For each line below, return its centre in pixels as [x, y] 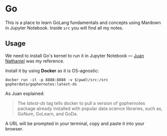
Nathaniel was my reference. [35, 61]
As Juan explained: [25, 93]
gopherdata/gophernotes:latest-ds [41, 84]
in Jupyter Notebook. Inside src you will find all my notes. [64, 27]
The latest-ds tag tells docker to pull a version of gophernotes [81, 103]
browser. [14, 128]
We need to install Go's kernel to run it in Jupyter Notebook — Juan [74, 55]
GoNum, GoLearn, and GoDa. [47, 113]
